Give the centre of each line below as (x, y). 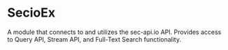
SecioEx (31, 13)
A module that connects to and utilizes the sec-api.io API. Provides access (114, 32)
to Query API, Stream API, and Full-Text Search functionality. (94, 39)
